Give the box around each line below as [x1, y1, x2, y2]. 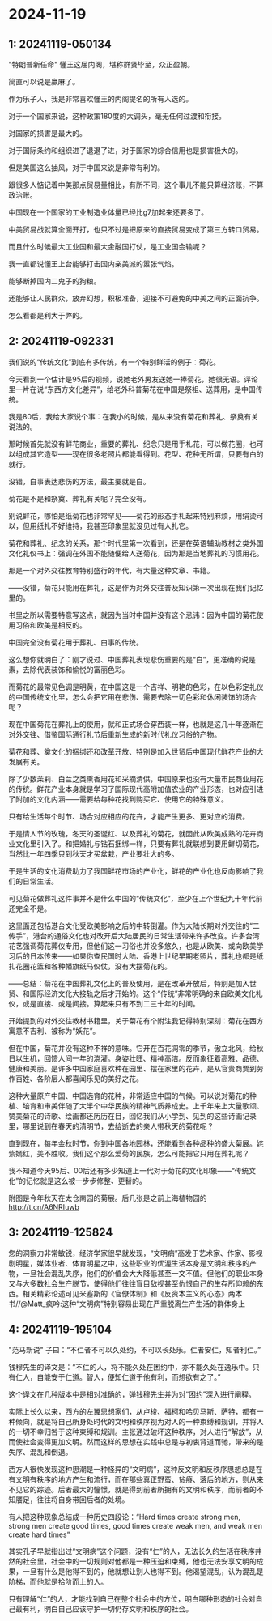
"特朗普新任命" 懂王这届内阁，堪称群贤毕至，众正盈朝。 [8, 60, 194, 69]
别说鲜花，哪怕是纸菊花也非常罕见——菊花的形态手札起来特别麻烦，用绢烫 [8, 511, 257, 521]
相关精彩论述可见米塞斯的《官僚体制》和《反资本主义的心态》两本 [22, 1288, 243, 1298]
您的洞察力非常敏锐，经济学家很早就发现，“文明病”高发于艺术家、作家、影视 [8, 1248, 263, 1257]
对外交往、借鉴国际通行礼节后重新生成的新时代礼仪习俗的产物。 [8, 730, 221, 739]
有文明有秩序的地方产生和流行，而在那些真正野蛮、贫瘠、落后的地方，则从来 [8, 1474, 264, 1484]
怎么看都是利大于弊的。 [8, 311, 87, 320]
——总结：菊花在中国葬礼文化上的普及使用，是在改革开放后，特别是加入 [8, 978, 249, 988]
